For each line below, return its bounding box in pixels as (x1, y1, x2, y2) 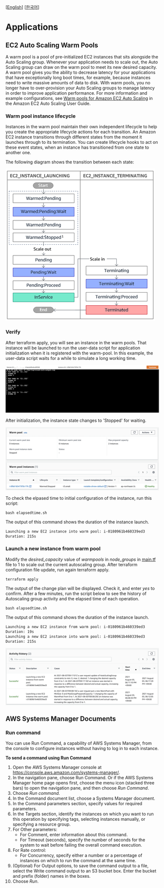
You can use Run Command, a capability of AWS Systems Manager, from (5, 740, 152, 746)
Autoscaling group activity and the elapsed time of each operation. (5, 595, 140, 601)
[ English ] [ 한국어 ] (5, 4, 39, 10)
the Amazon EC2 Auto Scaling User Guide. (5, 100, 91, 106)
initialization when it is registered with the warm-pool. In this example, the (5, 350, 153, 356)
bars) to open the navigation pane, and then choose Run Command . (12, 785, 149, 791)
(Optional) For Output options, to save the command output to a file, (12, 863, 149, 869)
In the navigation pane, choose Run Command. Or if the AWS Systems (12, 775, 154, 781)
